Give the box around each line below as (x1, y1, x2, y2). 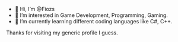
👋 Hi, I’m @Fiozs (14, 6, 55, 12)
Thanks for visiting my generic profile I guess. (6, 29, 119, 36)
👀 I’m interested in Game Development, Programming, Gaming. (14, 12, 168, 19)
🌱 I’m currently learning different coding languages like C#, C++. (14, 18, 173, 24)
